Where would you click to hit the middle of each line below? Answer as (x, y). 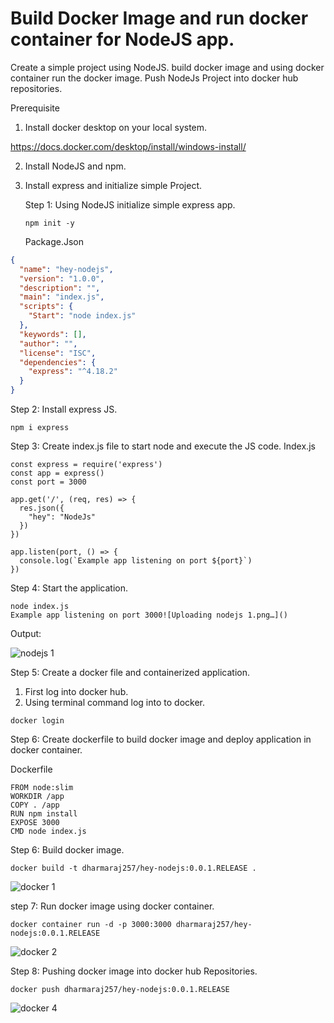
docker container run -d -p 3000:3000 (91, 925)
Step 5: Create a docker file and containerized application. (130, 673)
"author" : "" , (48, 343)
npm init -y (49, 223)
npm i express (40, 428)
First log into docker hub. (76, 692)
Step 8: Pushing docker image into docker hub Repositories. (134, 971)
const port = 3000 (48, 482)
